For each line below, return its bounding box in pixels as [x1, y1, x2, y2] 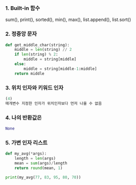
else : [14, 62, 27, 67]
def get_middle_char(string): [5, 42, 70, 47]
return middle [14, 71, 44, 76]
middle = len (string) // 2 [14, 47, 72, 52]
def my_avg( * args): [5, 151, 47, 156]
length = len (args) [14, 156, 56, 161]
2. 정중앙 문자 [5, 30, 37, 38]
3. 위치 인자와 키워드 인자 [5, 84, 64, 91]
